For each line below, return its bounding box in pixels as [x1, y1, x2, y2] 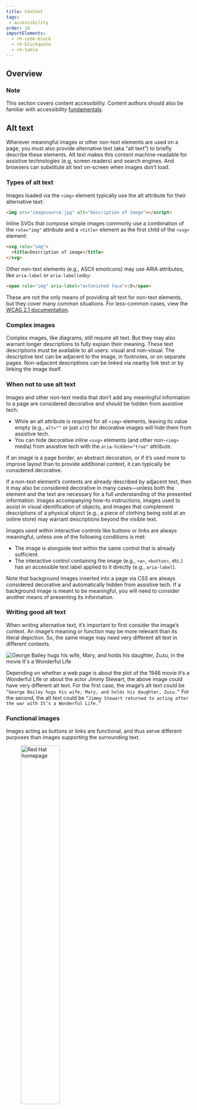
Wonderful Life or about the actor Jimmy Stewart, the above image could [6, 675, 183, 683]
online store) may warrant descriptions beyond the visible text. [6, 516, 158, 523]
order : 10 [6, 25, 31, 31]
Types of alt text [6, 178, 54, 187]
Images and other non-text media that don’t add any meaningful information [6, 394, 190, 401]
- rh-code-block [11, 36, 51, 42]
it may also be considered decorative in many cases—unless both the [6, 484, 175, 491]
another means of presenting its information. [6, 593, 114, 600]
